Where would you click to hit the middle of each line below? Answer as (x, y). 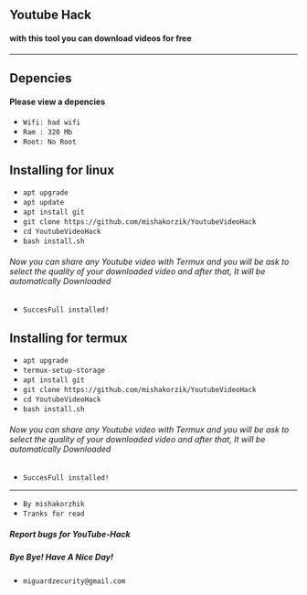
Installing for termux (69, 338)
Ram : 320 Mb (48, 133)
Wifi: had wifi (52, 122)
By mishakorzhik (53, 505)
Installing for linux (62, 170)
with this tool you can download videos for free (101, 38)
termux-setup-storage (64, 371)
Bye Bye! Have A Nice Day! (62, 558)
